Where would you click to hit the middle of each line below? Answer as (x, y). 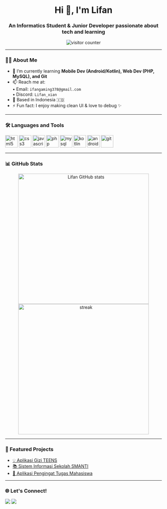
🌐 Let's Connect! (26, 491)
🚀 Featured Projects (29, 449)
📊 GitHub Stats (24, 164)
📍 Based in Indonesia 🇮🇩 (38, 99)
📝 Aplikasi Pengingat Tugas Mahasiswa (52, 473)
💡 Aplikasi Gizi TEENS (35, 460)
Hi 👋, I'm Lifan (83, 10)
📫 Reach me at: (29, 82)
